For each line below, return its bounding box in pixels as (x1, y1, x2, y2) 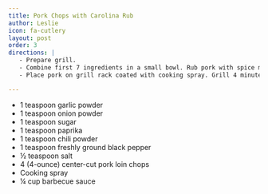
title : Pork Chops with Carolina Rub (8, 11, 134, 20)
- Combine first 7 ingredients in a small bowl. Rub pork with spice (18, 64, 255, 72)
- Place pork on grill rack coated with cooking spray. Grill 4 (18, 71, 238, 79)
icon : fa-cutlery (8, 26, 66, 34)
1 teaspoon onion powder (19, 109, 104, 118)
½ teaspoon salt (19, 151, 73, 160)
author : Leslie (8, 19, 59, 27)
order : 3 (8, 42, 37, 49)
